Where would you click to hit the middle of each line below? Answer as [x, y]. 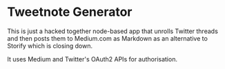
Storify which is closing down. [50, 46]
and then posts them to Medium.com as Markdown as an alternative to [108, 38]
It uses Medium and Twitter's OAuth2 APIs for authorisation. [92, 59]
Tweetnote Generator [70, 12]
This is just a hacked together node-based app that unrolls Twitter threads [113, 31]
